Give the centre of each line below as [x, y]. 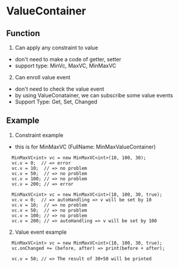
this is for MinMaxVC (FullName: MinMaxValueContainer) [85, 147]
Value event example [41, 232]
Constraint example [39, 135]
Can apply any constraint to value [56, 47]
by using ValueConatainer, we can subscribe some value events [94, 95]
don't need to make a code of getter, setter [68, 59]
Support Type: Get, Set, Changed [56, 102]
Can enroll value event [43, 77]
